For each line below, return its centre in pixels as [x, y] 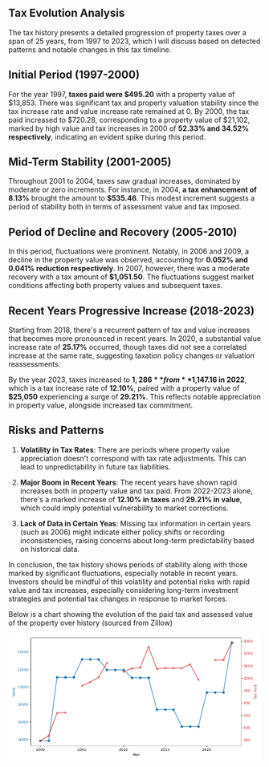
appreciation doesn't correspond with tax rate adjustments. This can [133, 458]
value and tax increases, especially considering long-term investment [123, 590]
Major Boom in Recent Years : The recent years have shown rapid [128, 482]
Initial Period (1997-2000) [74, 75]
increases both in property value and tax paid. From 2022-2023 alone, [136, 491]
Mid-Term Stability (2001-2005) [90, 162]
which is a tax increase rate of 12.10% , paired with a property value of [124, 388]
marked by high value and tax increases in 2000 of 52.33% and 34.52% [129, 128]
